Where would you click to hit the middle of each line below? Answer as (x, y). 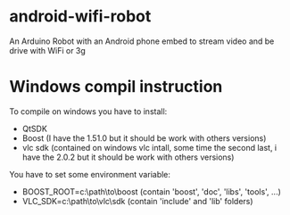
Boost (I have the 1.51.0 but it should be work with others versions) (144, 138)
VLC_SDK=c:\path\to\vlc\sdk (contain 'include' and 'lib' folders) (137, 201)
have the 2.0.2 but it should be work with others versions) (128, 157)
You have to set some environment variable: (90, 174)
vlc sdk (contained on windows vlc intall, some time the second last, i (149, 147)
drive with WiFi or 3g (48, 50)
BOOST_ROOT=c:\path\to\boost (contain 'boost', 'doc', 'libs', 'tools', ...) (151, 191)
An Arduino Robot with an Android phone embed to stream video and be (142, 41)
